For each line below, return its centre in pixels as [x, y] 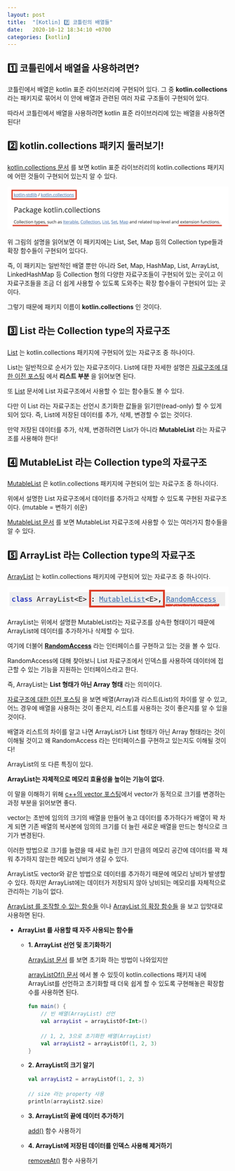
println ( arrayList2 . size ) [66, 1102]
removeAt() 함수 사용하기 [63, 1160]
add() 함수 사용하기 [54, 1130]
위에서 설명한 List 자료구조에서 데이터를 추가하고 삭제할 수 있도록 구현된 [105, 499]
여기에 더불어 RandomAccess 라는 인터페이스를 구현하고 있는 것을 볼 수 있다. [114, 646]
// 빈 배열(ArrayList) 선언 [78, 1014]
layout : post [26, 15]
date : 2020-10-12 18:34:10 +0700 [59, 29]
